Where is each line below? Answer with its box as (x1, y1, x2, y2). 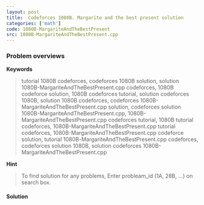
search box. (21, 179, 51, 186)
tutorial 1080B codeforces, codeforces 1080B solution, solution (21, 77, 180, 85)
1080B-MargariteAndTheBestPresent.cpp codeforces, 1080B (21, 84, 174, 92)
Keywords (6, 65, 33, 73)
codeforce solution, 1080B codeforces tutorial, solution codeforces (21, 90, 189, 98)
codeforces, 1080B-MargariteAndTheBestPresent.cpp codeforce (21, 129, 184, 137)
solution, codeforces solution (108, 103, 181, 110)
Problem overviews (6, 52, 65, 60)
